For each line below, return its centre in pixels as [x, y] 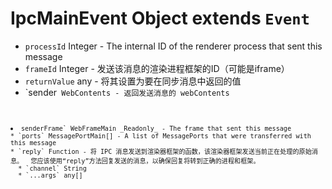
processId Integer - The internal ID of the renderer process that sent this [173, 46]
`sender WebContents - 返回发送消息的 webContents [127, 92]
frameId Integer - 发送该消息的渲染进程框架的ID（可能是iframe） [157, 68]
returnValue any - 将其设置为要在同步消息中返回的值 [133, 81]
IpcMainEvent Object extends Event [160, 18]
